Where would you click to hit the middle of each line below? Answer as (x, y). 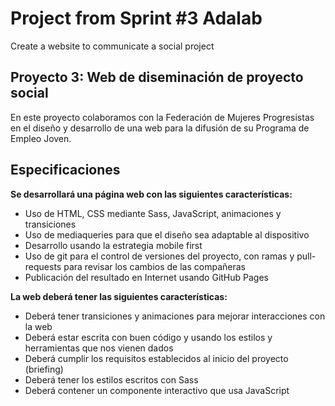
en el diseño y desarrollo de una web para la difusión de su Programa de (160, 128)
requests (43, 266)
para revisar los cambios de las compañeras (154, 266)
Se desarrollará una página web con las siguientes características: (151, 194)
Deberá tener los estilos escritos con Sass (111, 379)
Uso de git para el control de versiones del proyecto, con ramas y (159, 256)
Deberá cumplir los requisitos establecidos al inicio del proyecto (156, 358)
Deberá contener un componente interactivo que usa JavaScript (157, 390)
